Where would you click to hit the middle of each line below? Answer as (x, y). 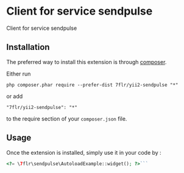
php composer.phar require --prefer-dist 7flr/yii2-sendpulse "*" (92, 85)
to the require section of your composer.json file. (67, 118)
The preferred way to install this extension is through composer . (87, 62)
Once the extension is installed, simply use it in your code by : (84, 152)
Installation (28, 47)
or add (15, 96)
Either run (19, 74)
